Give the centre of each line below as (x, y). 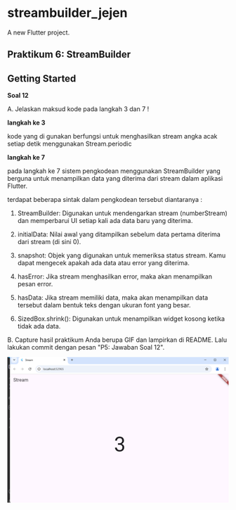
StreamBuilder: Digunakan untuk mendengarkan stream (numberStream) (123, 213)
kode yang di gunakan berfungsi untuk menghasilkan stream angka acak (112, 136)
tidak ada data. (39, 326)
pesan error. (35, 284)
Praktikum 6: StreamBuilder (69, 55)
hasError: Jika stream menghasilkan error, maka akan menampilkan (115, 276)
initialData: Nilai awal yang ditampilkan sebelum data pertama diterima (119, 234)
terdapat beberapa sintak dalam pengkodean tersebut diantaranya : (105, 200)
